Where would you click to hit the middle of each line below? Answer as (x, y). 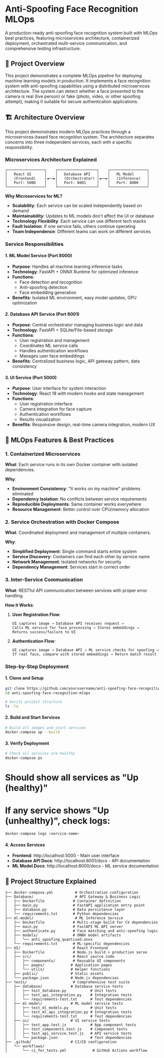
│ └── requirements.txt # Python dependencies (62, 914)
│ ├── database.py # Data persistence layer (65, 910)
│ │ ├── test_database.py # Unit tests (61, 991)
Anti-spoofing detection (43, 287)
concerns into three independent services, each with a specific (69, 142)
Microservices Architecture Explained (51, 160)
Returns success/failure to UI (44, 632)
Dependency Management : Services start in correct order (71, 567)
